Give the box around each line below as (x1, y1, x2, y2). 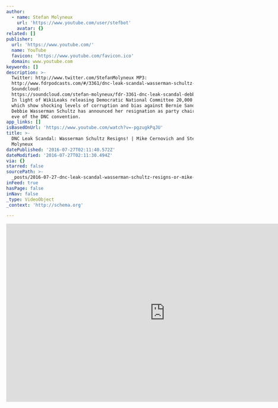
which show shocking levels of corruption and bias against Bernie (11, 102, 182, 109)
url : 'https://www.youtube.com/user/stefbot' (17, 20, 132, 26)
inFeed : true (6, 180, 39, 186)
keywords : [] (6, 64, 39, 70)
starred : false (6, 163, 44, 169)
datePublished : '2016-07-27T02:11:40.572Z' (6, 147, 116, 153)
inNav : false (6, 191, 39, 197)
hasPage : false (6, 185, 44, 191)
